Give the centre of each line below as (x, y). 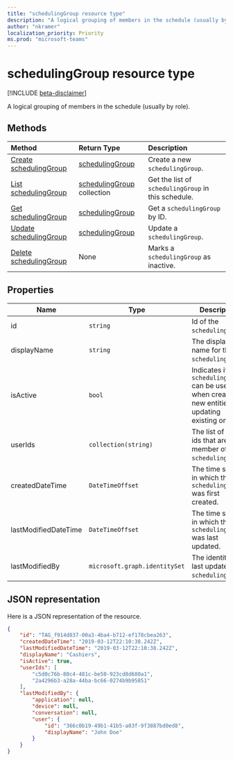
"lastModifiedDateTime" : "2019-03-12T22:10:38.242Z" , (99, 649)
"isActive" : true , (46, 661)
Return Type (100, 148)
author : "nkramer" (34, 26)
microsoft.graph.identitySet (137, 566)
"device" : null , (55, 706)
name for (206, 350)
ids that (204, 440)
